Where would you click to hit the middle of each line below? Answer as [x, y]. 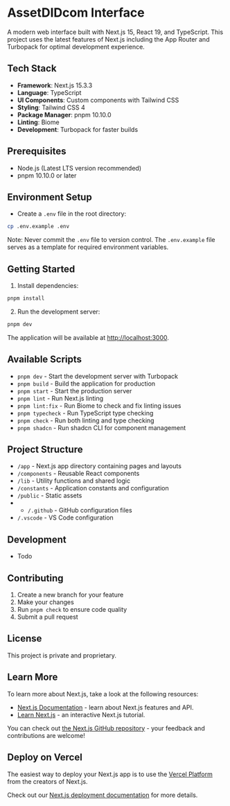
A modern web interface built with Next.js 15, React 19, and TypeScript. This [115, 32]
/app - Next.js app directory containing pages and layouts [99, 466]
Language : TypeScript [49, 92]
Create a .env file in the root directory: [72, 214]
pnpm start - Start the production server [74, 391]
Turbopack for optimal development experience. [76, 46]
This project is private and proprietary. [62, 655]
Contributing [35, 578]
